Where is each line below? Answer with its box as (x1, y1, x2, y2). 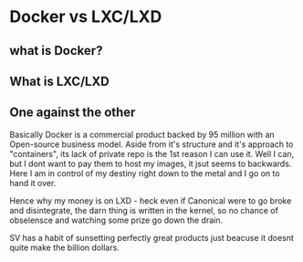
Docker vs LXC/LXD (9, 6, 162, 27)
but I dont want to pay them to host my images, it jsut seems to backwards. (9, 158, 292, 169)
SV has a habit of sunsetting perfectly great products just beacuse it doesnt (9, 232, 295, 243)
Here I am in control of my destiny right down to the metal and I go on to (9, 167, 280, 179)
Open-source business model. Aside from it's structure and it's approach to (9, 139, 294, 150)
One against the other (9, 105, 136, 121)
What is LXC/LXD (9, 73, 110, 89)
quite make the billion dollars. (9, 242, 120, 253)
